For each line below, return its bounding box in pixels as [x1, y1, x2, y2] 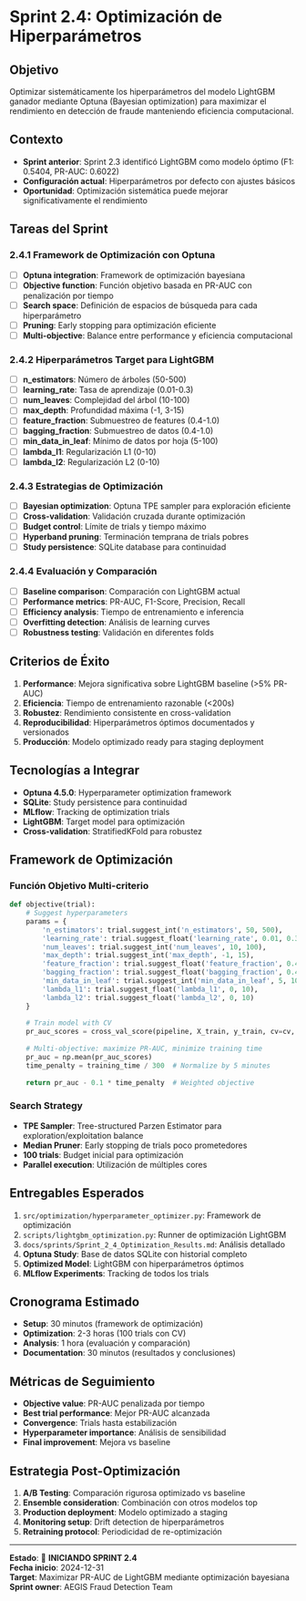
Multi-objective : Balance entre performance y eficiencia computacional [22, 330, 293, 341]
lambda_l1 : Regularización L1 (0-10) [22, 446, 157, 457]
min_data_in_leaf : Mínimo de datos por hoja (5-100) [22, 436, 219, 447]
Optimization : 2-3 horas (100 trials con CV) [22, 1328, 187, 1339]
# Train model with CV [25, 1018, 112, 1028]
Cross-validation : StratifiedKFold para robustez [22, 825, 203, 836]
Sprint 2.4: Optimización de [9, 6, 223, 27]
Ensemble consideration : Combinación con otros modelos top [22, 1497, 258, 1508]
